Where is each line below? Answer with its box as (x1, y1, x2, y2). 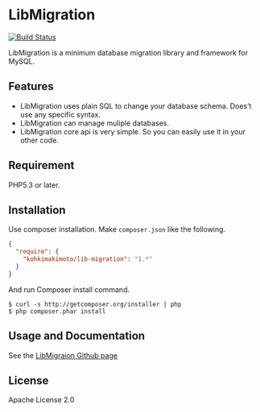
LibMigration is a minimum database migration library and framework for (8, 47, 248, 57)
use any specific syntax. (19, 109, 101, 119)
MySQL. (8, 56, 35, 66)
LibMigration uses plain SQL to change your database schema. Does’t (19, 101, 252, 110)
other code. (19, 135, 59, 145)
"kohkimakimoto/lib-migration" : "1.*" (23, 255, 153, 263)
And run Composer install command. (8, 284, 130, 295)
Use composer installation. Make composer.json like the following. (8, 225, 226, 234)
